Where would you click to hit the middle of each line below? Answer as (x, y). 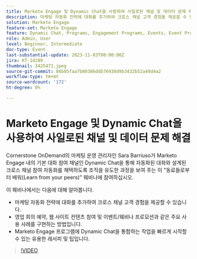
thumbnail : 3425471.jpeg (36, 66)
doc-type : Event (26, 50)
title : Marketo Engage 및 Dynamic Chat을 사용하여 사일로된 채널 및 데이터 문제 (96, 11)
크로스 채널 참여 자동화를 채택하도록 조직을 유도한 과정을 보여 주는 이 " (86, 170)
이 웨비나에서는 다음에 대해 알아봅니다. (50, 189)
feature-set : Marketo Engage (42, 28)
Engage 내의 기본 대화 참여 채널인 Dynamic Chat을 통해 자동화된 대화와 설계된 (96, 163)
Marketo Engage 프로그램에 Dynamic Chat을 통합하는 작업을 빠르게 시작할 (101, 231)
